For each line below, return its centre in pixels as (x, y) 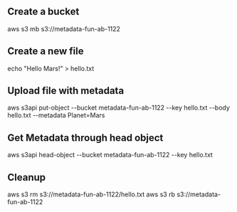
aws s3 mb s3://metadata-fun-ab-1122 (64, 28)
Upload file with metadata (66, 91)
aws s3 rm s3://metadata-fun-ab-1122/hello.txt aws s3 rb (91, 194)
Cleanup (27, 177)
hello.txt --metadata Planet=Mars (56, 115)
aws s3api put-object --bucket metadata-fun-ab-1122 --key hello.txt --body (118, 108)
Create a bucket (43, 12)
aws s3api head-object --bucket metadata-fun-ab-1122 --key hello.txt (110, 155)
